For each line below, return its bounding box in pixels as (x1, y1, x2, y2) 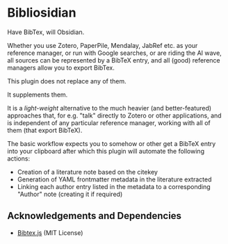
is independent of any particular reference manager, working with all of (7, 118, 211, 127)
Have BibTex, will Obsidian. (7, 28, 85, 36)
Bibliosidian (7, 5, 76, 21)
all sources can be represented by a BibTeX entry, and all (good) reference (7, 56, 220, 64)
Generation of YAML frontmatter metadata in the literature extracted (17, 175, 212, 184)
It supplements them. (7, 90, 68, 99)
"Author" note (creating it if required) (17, 190, 123, 198)
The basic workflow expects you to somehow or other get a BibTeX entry (7, 139, 216, 147)
